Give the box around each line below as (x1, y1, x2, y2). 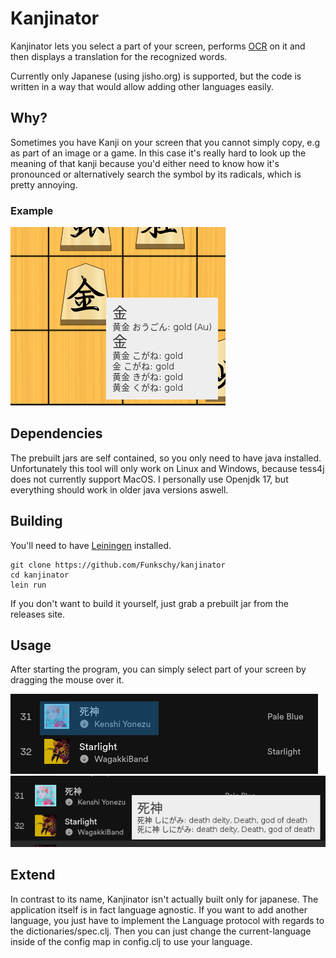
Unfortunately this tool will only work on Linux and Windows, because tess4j (10, 462, 325, 474)
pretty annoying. (10, 178, 78, 191)
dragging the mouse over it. (10, 674, 125, 686)
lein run (10, 580, 47, 590)
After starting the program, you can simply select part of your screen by (10, 663, 307, 676)
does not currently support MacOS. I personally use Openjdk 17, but (10, 473, 289, 485)
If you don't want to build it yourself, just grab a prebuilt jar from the (10, 597, 289, 609)
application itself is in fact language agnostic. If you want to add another (10, 903, 308, 916)
